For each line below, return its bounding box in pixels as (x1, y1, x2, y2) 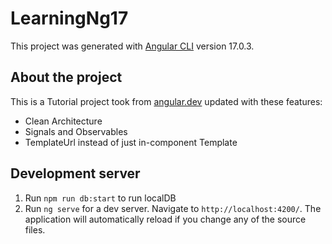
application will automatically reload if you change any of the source (24, 213, 307, 225)
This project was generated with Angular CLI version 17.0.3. (10, 40, 255, 52)
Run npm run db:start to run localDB (24, 192, 177, 204)
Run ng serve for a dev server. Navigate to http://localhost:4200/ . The (24, 202, 322, 214)
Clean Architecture (24, 115, 103, 127)
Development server (10, 165, 141, 182)
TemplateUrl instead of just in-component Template (24, 136, 238, 148)
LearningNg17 (10, 7, 129, 30)
